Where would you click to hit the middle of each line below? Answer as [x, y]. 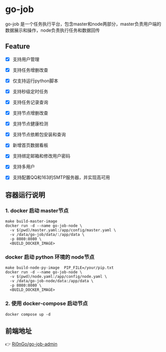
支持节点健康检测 [30, 124]
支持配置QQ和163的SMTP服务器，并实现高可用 [61, 177]
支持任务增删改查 [30, 70]
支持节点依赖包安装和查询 [39, 134]
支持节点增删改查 [30, 113]
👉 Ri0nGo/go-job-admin [31, 344]
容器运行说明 [25, 195]
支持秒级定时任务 [30, 91]
